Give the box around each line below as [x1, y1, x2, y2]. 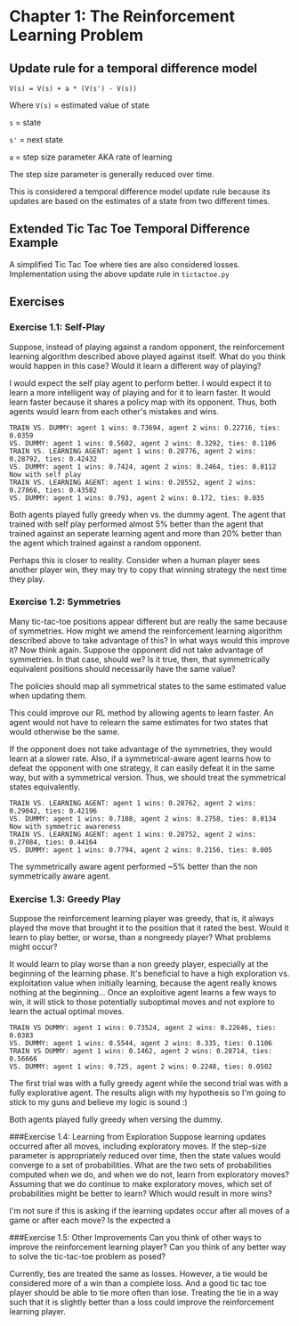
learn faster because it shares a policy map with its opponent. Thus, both [9, 397, 278, 407]
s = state [9, 118, 42, 127]
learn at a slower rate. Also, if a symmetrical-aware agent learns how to [9, 753, 271, 764]
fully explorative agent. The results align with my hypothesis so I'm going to [9, 1087, 287, 1098]
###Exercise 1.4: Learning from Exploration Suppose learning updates [9, 1132, 267, 1142]
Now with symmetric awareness [9, 822, 122, 831]
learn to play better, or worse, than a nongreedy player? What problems [9, 932, 271, 943]
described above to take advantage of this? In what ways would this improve [9, 634, 290, 645]
